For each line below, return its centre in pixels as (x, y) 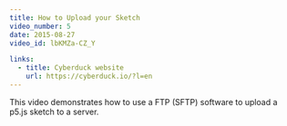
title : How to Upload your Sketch (75, 18)
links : (22, 60)
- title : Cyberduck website (71, 68)
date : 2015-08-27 (42, 34)
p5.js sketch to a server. (54, 111)
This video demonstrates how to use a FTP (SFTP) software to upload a (143, 102)
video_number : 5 (40, 26)
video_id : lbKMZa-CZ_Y (52, 43)
